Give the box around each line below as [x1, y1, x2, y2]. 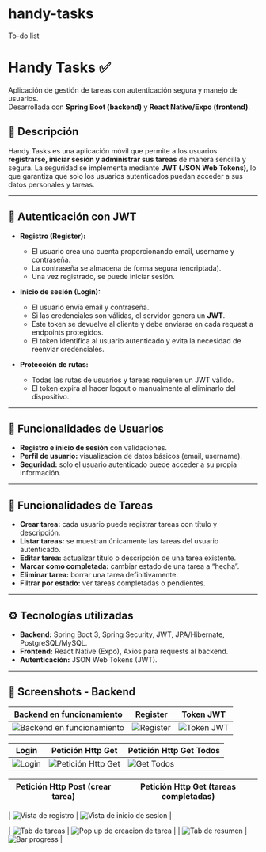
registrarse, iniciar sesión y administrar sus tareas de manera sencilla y [8, 154, 247, 164]
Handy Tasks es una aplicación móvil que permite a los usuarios [8, 146, 218, 155]
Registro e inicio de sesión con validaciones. [19, 443, 168, 453]
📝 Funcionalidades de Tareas [8, 498, 154, 512]
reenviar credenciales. [31, 344, 104, 354]
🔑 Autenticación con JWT [8, 210, 137, 224]
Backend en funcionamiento [13, 709, 123, 720]
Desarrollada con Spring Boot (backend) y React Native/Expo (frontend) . [8, 102, 251, 112]
